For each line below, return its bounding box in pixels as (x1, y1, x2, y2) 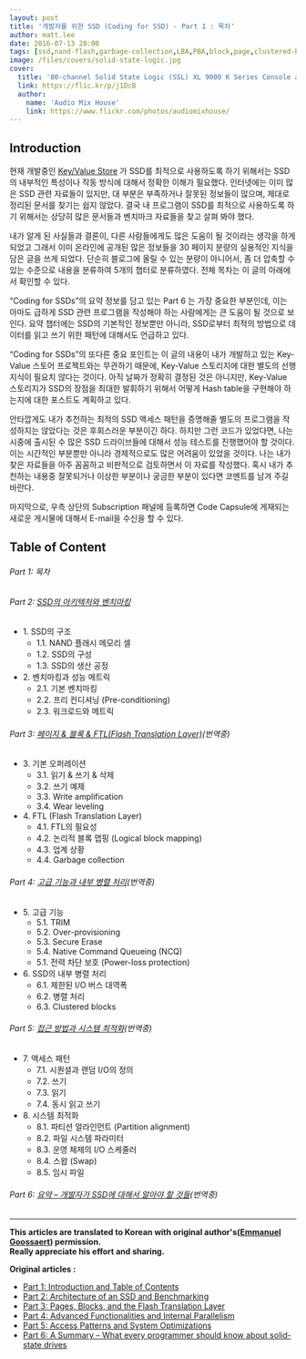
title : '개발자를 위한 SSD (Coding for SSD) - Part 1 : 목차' (9, 22, 235, 31)
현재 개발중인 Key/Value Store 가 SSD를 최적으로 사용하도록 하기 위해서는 (9, 166, 272, 177)
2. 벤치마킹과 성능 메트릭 (22, 671, 111, 683)
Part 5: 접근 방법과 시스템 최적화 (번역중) (9, 1023, 153, 1034)
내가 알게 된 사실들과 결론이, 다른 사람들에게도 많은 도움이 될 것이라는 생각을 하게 (9, 230, 296, 241)
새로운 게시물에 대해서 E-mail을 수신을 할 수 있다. (9, 513, 184, 524)
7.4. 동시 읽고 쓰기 (36, 1098, 101, 1109)
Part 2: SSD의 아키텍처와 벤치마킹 (9, 596, 131, 607)
